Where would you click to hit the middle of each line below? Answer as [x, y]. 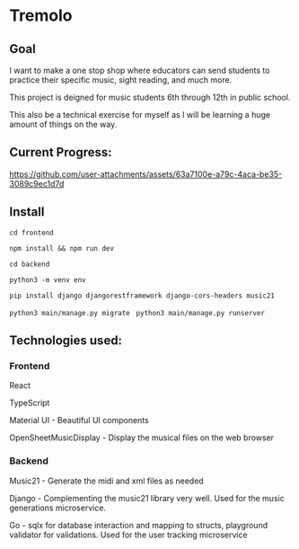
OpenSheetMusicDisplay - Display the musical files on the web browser [142, 438]
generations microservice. [57, 508]
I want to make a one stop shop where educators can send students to [140, 70]
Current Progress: [61, 152]
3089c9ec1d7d [37, 183]
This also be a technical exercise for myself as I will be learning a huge [140, 115]
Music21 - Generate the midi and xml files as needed [106, 481]
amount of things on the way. [63, 124]
